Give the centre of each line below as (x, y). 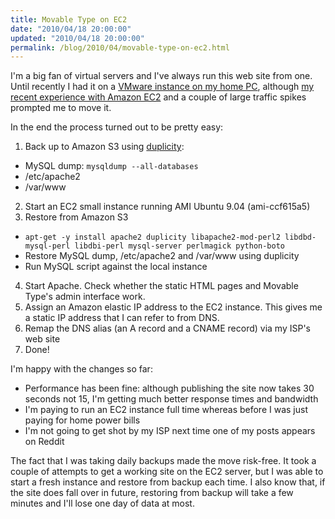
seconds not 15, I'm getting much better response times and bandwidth (171, 399)
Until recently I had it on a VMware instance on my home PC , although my (162, 87)
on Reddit (44, 442)
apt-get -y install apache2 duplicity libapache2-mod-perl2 (152, 237)
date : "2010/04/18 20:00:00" (71, 29)
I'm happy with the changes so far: (81, 369)
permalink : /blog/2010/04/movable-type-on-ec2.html (120, 47)
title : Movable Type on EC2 (69, 19)
